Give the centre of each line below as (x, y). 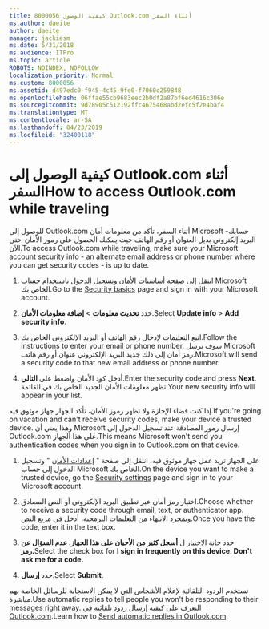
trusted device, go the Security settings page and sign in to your (126, 477)
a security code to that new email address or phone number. (120, 362)
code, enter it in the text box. (68, 526)
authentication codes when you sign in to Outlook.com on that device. (124, 445)
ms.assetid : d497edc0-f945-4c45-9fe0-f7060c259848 (95, 90)
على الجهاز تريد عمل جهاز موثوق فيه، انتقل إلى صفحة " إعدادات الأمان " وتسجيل (140, 460)
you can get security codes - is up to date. (79, 264)
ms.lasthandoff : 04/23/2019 (56, 127)
